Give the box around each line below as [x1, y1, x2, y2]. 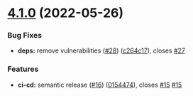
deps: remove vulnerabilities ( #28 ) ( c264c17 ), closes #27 [17, 46, 186, 55]
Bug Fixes [7, 31, 43, 41]
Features [7, 64, 39, 74]
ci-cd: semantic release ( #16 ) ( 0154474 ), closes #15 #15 [17, 80, 182, 89]
